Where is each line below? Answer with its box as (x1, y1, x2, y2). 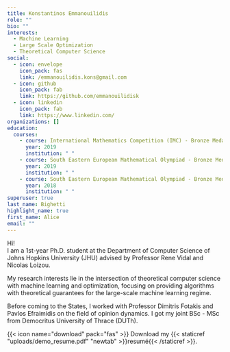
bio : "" (7, 23, 29, 29)
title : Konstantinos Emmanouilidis (7, 10, 109, 17)
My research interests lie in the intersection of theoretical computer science (7, 274, 221, 282)
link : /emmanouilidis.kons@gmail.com (19, 73, 127, 81)
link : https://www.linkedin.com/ (19, 112, 115, 118)
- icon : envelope (13, 61, 63, 68)
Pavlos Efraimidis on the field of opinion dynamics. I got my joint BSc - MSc (7, 309, 220, 317)
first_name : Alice (7, 214, 60, 221)
